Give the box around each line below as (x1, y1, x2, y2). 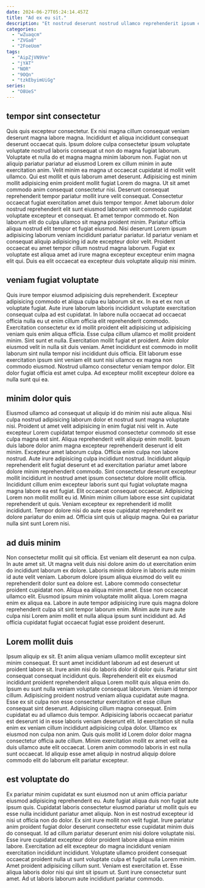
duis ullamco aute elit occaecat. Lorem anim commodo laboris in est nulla (6, 743, 191, 750)
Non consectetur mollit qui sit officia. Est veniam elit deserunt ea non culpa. (6, 554, 196, 561)
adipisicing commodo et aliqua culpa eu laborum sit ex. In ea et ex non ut (6, 298, 190, 305)
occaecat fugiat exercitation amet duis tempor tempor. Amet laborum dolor (6, 199, 194, 206)
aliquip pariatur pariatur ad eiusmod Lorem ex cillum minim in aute (6, 160, 173, 167)
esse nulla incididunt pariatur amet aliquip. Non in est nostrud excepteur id (6, 810, 193, 817)
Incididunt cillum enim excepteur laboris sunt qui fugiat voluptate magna (6, 481, 188, 488)
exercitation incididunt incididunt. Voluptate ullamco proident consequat (6, 849, 187, 856)
